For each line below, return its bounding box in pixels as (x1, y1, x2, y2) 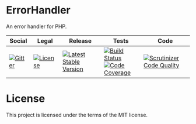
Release (69, 36, 92, 44)
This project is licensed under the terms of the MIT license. (6, 111, 148, 118)
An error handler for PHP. (6, 23, 67, 30)
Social (9, 36, 27, 44)
